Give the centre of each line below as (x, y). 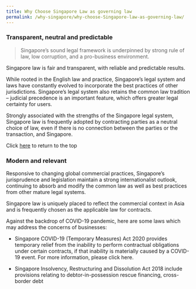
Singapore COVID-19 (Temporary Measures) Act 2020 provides (91, 239)
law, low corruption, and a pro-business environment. (85, 56)
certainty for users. (29, 104)
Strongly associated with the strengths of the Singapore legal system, (90, 115)
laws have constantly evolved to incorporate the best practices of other (92, 85)
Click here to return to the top (42, 145)
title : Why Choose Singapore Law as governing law (69, 11)
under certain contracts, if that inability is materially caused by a (92, 251)
